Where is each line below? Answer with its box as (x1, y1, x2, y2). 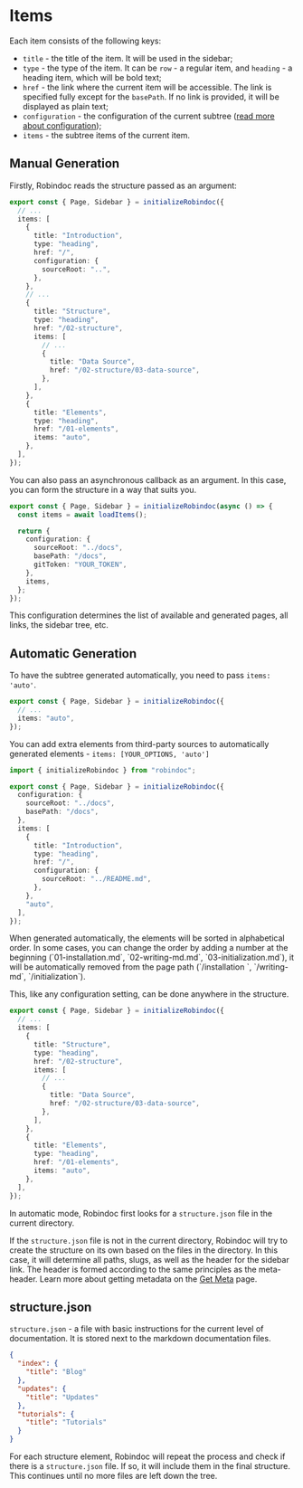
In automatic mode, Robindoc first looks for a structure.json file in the (9, 1208, 273, 1218)
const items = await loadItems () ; (17, 510, 147, 519)
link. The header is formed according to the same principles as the (9, 1264, 257, 1275)
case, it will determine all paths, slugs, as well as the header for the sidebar (9, 1254, 289, 1265)
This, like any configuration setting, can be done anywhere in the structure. (9, 989, 289, 1000)
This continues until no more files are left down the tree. (9, 1471, 218, 1481)
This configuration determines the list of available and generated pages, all (9, 610, 289, 621)
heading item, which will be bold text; (22, 71, 162, 82)
